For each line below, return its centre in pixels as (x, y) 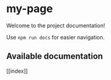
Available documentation (55, 56)
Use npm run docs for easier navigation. (55, 37)
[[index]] (17, 71)
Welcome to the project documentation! (56, 25)
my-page (30, 9)
